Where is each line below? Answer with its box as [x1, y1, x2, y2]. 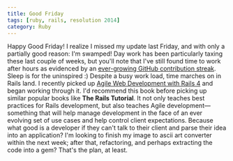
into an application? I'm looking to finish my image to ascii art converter [7, 131, 213, 139]
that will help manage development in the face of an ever [39, 109, 203, 117]
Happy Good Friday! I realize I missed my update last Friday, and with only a [7, 43, 225, 51]
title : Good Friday [7, 10, 64, 17]
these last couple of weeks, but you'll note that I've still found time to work [7, 57, 221, 66]
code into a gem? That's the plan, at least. [7, 146, 128, 154]
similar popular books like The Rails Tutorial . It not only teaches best [7, 94, 205, 102]
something [7, 109, 38, 117]
